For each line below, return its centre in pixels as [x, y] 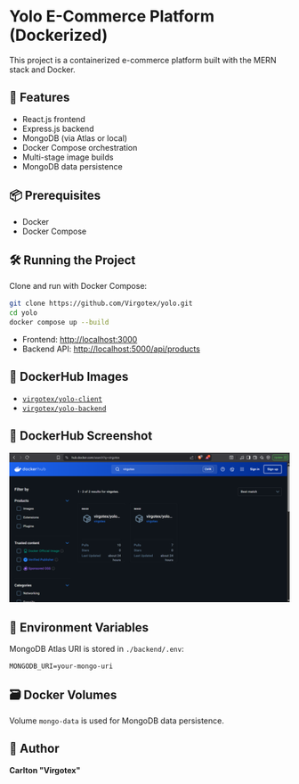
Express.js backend [58, 128]
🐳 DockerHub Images [69, 377]
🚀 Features [40, 98]
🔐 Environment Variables [79, 627]
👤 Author [34, 749]
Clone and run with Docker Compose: [78, 286]
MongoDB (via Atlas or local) [74, 138]
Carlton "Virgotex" [45, 770]
